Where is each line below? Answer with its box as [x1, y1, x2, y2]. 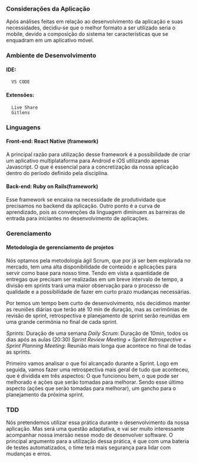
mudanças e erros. [6, 450, 52, 457]
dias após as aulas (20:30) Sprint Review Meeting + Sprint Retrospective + [6, 336, 187, 343]
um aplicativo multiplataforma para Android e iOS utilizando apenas [6, 157, 169, 164]
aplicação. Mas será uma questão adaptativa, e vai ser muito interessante [6, 425, 185, 432]
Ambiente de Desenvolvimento [6, 52, 96, 60]
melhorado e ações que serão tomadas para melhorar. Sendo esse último [6, 378, 184, 386]
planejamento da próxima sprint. [6, 391, 84, 398]
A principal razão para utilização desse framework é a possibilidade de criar [6, 150, 191, 157]
